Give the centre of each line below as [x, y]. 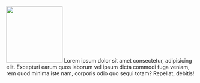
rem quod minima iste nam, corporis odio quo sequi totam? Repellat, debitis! [100, 73]
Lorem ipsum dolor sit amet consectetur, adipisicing [128, 60]
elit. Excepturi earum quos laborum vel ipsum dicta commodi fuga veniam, [98, 67]
